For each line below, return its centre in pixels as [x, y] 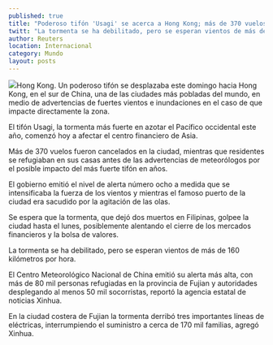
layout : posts [32, 62]
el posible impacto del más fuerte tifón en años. [88, 168]
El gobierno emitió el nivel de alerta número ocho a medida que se [119, 184]
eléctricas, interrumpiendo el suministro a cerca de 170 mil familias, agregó [134, 325]
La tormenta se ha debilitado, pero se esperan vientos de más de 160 [124, 250]
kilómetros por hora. [42, 259]
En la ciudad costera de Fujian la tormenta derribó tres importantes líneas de [136, 316]
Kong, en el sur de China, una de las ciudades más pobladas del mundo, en [134, 93]
